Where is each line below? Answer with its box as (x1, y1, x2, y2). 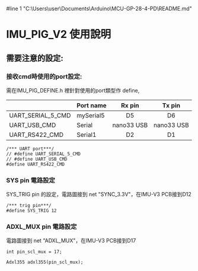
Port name (76, 101, 107, 109)
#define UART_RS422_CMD (6, 161, 65, 167)
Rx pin (121, 101, 139, 109)
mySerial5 (76, 111, 105, 119)
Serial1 (76, 130, 97, 139)
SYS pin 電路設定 (6, 176, 55, 184)
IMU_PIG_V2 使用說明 (6, 28, 111, 41)
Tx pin (162, 101, 181, 109)
